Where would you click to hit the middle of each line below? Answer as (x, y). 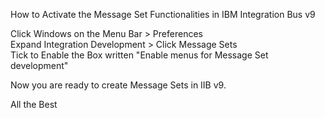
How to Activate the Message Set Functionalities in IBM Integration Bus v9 (163, 14)
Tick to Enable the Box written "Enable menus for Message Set (139, 55)
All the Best (34, 104)
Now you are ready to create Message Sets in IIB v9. (118, 85)
